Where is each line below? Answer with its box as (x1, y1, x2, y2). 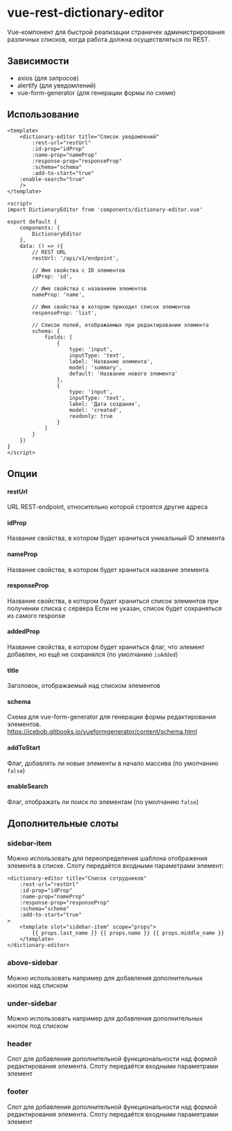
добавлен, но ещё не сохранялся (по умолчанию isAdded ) (7, 650, 179, 658)
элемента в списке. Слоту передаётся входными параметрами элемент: (7, 862, 224, 870)
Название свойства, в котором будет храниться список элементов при (7, 596, 219, 605)
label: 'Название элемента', (69, 358, 154, 365)
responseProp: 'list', (32, 309, 98, 317)
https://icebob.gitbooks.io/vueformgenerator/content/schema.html (7, 728, 197, 736)
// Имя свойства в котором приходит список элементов (32, 303, 190, 310)
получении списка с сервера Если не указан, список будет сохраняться (7, 604, 222, 612)
